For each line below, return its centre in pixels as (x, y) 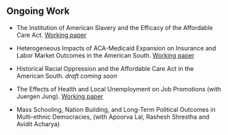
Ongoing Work (38, 11)
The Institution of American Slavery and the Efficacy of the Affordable (114, 27)
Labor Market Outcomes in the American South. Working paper (105, 55)
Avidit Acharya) (38, 124)
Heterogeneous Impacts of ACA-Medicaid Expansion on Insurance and (116, 48)
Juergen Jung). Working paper (60, 96)
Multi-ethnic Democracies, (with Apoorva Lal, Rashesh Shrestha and (113, 117)
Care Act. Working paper (51, 35)
